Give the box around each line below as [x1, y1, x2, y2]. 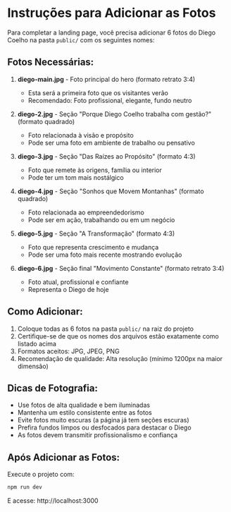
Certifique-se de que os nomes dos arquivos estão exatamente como [17, 331, 220, 340]
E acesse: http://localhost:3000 [7, 496, 99, 505]
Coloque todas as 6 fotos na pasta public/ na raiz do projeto [17, 324, 194, 333]
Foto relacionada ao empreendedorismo [27, 208, 144, 217]
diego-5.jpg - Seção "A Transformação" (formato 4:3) [17, 229, 175, 238]
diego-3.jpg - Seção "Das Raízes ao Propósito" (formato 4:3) [17, 152, 196, 160]
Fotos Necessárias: [7, 56, 94, 68]
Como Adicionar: [7, 305, 83, 318]
